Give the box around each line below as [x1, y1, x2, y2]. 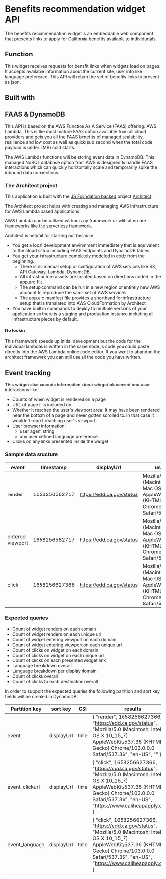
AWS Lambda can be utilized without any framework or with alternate [5, 218, 147, 224]
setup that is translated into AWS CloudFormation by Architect [19, 300, 146, 306]
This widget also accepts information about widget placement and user [5, 382, 150, 387]
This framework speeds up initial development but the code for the [5, 338, 141, 344]
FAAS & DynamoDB [5, 110, 65, 118]
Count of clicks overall [12, 673, 58, 679]
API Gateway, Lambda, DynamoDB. [19, 269, 91, 275]
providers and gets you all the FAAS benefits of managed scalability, [5, 134, 144, 140]
